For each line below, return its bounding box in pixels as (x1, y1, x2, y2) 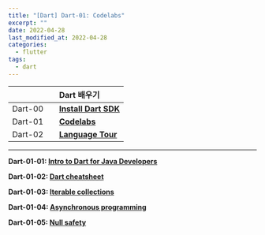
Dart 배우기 (58, 89, 100, 100)
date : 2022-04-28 (8, 26, 65, 34)
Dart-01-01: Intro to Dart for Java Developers (8, 156, 158, 166)
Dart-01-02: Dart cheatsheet (8, 171, 104, 181)
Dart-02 (12, 129, 44, 140)
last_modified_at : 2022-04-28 (8, 33, 108, 42)
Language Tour (58, 129, 118, 140)
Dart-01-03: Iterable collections (8, 187, 114, 196)
